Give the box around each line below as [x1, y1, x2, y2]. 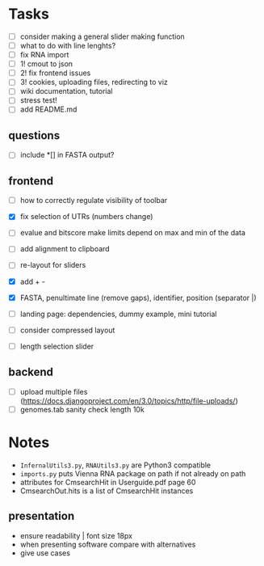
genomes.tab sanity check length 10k [19, 404, 145, 414]
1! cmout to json [19, 59, 73, 69]
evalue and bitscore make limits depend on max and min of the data [19, 228, 246, 238]
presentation [8, 509, 75, 523]
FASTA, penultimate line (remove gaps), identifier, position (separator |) [19, 293, 257, 302]
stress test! [19, 95, 58, 105]
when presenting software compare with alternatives [19, 539, 196, 549]
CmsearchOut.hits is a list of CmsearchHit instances [19, 486, 194, 496]
